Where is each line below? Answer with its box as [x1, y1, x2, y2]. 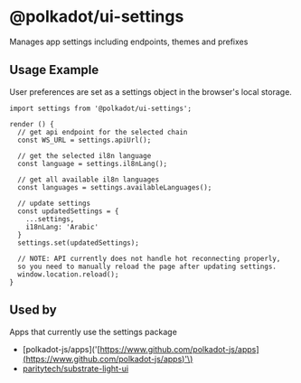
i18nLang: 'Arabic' [25, 222, 99, 231]
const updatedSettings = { [17, 206, 119, 216]
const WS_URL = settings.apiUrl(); [17, 135, 152, 145]
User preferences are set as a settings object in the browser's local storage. [9, 86, 292, 97]
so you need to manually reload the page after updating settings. [17, 262, 277, 271]
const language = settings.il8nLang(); [17, 159, 168, 168]
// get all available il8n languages [17, 174, 160, 184]
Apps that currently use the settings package [9, 326, 178, 337]
